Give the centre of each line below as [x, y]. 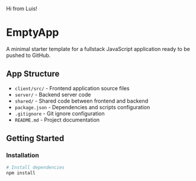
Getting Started [35, 139]
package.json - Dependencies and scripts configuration [82, 107]
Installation [23, 155]
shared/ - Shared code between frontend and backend [81, 101]
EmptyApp [33, 33]
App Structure [33, 74]
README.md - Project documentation [57, 120]
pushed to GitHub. [28, 55]
